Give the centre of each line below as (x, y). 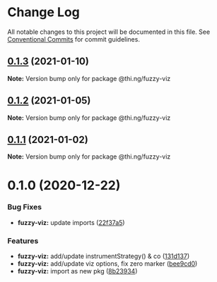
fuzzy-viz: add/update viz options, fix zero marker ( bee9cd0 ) (107, 264)
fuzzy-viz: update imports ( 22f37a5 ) (71, 222)
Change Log (43, 12)
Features (23, 240)
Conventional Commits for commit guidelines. (74, 39)
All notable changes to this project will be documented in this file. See (109, 32)
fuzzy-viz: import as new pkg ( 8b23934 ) (77, 271)
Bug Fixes (25, 207)
